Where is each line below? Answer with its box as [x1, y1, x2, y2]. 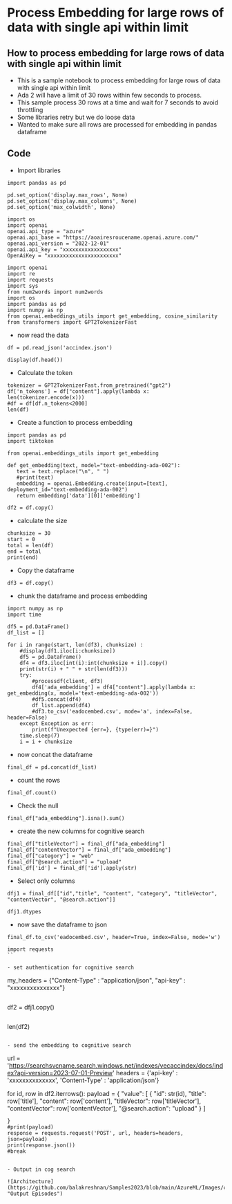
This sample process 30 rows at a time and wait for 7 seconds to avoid [17, 98, 219, 107]
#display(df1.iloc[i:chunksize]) [19, 647, 116, 655]
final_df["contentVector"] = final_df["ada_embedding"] [7, 846, 171, 853]
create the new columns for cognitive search [17, 827, 145, 835]
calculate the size [17, 516, 68, 525]
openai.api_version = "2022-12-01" [7, 240, 110, 247]
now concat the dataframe [17, 750, 93, 758]
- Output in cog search [7, 1166, 76, 1173]
